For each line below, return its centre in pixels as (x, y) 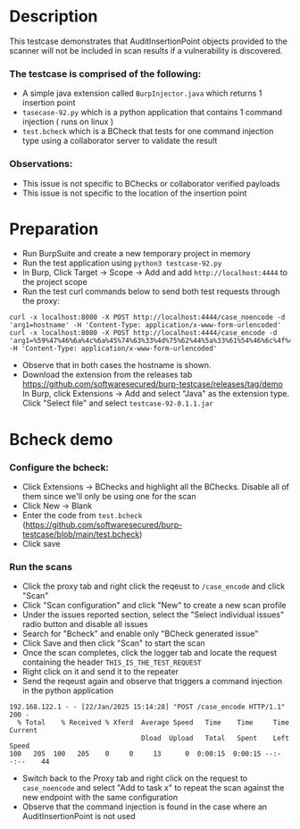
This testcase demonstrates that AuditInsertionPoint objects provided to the (148, 41)
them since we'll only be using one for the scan (109, 496)
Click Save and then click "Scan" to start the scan (113, 643)
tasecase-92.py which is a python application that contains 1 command (152, 113)
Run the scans (41, 566)
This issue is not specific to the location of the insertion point (134, 193)
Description (54, 17)
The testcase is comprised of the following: (105, 73)
